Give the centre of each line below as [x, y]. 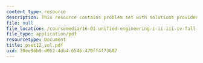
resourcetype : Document [36, 40]
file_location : [25, 28]
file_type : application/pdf [42, 34]
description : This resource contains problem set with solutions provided [102, 17]
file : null [20, 23]
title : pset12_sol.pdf [35, 46]
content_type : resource [36, 12]
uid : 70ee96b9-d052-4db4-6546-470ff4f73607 [62, 51]
